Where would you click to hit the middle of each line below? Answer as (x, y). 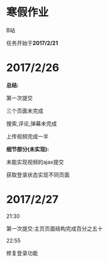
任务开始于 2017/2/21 (32, 43)
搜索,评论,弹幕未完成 (32, 123)
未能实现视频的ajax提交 (35, 162)
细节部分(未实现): (28, 149)
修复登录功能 (22, 253)
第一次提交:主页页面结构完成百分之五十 (55, 228)
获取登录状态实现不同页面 (38, 175)
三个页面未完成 (25, 111)
